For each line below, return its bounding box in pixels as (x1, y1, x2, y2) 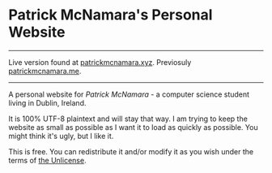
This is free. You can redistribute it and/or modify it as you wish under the (8, 146, 253, 156)
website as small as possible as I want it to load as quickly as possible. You (8, 122, 258, 132)
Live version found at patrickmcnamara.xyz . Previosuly (8, 57, 192, 67)
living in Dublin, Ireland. (8, 97, 87, 107)
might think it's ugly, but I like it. (8, 131, 114, 141)
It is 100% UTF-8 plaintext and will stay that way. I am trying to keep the (8, 114, 249, 123)
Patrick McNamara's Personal (8, 6, 213, 24)
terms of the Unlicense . (8, 155, 87, 165)
